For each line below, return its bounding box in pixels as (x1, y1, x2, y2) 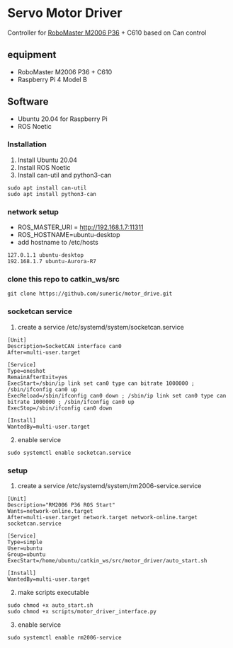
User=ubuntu (7, 545, 42, 552)
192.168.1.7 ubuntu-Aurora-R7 (7, 258, 97, 265)
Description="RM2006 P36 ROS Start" (7, 502, 115, 509)
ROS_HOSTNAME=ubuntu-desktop (17, 231, 120, 239)
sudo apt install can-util (7, 184, 87, 192)
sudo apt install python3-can (7, 190, 97, 197)
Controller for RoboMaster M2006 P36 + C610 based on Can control (7, 28, 207, 37)
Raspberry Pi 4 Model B (17, 75, 87, 83)
